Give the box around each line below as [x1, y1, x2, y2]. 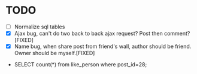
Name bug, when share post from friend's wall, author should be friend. [14, 43, 192, 50]
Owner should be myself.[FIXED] [14, 50, 95, 57]
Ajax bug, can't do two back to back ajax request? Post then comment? [14, 30, 190, 37]
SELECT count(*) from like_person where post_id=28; [14, 61, 147, 68]
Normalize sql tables [14, 23, 65, 30]
